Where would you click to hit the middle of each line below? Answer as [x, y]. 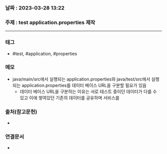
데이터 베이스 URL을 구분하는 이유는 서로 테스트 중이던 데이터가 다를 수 [88, 91]
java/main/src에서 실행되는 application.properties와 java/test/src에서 [81, 79]
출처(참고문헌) [21, 112]
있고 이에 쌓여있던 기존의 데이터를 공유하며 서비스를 [70, 97]
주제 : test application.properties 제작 [50, 22]
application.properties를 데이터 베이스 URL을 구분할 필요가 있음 [84, 85]
